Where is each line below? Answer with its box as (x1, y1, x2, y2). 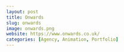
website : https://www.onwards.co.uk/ (6, 31, 100, 37)
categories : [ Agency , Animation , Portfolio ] (6, 36, 119, 42)
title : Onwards (6, 14, 44, 20)
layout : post (6, 8, 39, 15)
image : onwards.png (6, 25, 55, 32)
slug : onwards (6, 20, 42, 26)
